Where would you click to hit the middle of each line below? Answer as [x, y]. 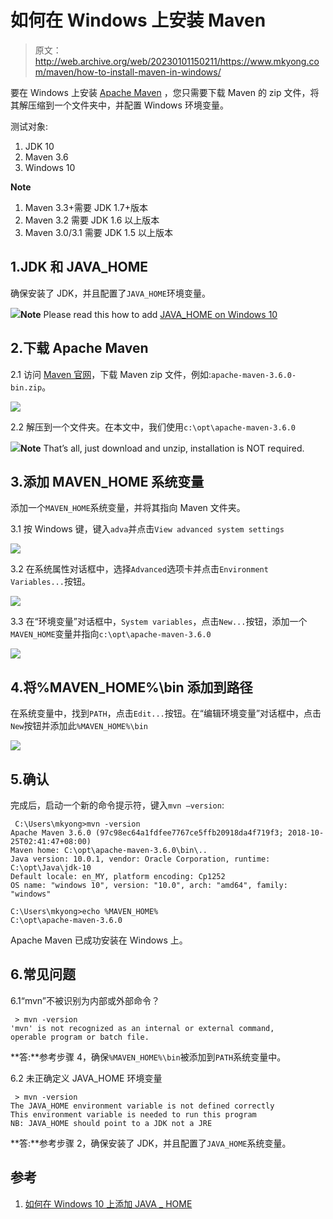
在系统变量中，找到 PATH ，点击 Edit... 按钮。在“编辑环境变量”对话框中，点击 [166, 713]
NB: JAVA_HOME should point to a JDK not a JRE [111, 1123]
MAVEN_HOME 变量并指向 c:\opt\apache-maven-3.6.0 [111, 634]
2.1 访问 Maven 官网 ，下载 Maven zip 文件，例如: [111, 374]
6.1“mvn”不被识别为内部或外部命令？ [85, 1000]
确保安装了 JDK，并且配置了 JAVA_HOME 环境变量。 [110, 293]
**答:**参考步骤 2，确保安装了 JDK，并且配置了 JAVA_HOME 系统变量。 [151, 1143]
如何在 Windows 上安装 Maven [138, 20]
